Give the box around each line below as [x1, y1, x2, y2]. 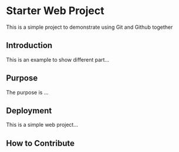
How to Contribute [6, 138, 75, 148]
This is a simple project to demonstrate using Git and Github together [6, 23, 173, 31]
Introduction [6, 40, 53, 50]
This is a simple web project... [6, 121, 78, 129]
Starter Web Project [6, 4, 104, 18]
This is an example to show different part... [6, 56, 110, 63]
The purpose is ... [6, 89, 49, 96]
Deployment [6, 106, 52, 116]
